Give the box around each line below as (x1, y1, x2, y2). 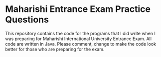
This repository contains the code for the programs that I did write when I (5, 30, 156, 36)
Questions (5, 14, 49, 25)
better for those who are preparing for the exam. (5, 46, 105, 52)
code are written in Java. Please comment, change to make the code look (5, 41, 156, 47)
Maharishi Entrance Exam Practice (5, 3, 151, 15)
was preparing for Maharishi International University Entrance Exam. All (5, 36, 152, 42)
